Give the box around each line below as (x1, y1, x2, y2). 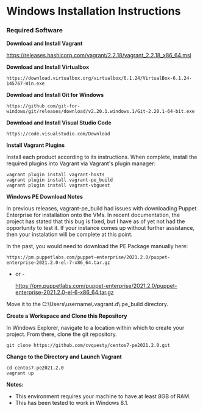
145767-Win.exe (6, 80, 45, 87)
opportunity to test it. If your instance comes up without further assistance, (6, 224, 195, 232)
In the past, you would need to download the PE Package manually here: (6, 243, 188, 250)
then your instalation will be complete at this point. (6, 231, 133, 238)
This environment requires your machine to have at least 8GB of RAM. (15, 393, 191, 400)
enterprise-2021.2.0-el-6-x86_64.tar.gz (15, 288, 114, 296)
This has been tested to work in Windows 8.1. (15, 399, 129, 407)
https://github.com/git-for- (6, 103, 80, 109)
